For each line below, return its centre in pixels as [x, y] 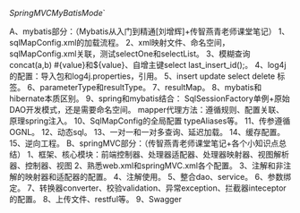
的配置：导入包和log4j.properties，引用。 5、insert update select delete [142, 76]
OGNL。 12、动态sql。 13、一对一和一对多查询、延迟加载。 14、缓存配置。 [147, 132]
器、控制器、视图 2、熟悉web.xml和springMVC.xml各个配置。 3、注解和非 [146, 166]
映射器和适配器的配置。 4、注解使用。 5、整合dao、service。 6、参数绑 [158, 177]
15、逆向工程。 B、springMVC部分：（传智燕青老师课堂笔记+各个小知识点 [144, 143]
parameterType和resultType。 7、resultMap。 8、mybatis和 [151, 87]
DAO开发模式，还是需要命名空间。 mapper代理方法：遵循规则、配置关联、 [147, 110]
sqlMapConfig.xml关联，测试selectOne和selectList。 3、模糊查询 [130, 54]
